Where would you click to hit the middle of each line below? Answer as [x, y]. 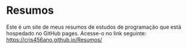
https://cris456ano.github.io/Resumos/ [54, 39]
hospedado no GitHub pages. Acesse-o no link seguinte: [76, 33]
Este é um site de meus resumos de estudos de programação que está [94, 27]
